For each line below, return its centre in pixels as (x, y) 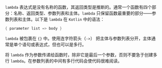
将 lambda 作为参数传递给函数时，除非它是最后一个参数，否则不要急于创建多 (81, 54)
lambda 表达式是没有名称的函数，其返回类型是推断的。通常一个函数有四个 (79, 7)
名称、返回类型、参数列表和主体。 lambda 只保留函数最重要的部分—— (83, 13)
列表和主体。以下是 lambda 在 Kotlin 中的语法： (57, 19)
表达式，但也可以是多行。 (61, 44)
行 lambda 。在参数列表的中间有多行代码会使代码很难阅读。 (63, 61)
